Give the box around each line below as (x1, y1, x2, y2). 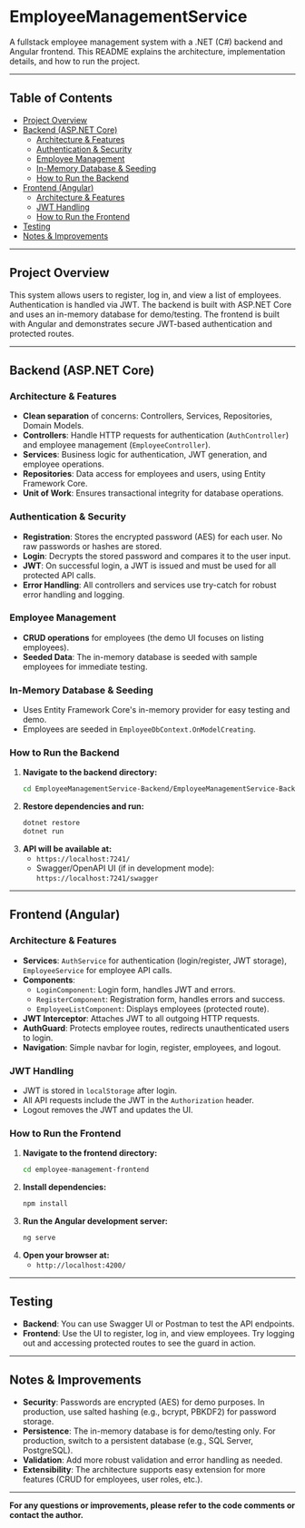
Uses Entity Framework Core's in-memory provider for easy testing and (22, 705, 290, 715)
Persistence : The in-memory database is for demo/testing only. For (22, 1425, 276, 1436)
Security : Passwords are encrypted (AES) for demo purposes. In (22, 1396, 265, 1407)
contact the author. (9, 1509, 84, 1520)
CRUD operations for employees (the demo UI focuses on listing (22, 632, 264, 643)
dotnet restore (22, 819, 81, 828)
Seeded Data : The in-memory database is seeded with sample (22, 651, 258, 662)
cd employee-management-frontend (22, 1165, 150, 1175)
